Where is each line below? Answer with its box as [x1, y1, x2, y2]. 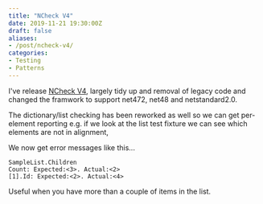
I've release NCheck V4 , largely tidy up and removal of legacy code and [8, 86, 247, 96]
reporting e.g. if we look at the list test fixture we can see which [36, 118, 248, 129]
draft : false [8, 27, 52, 35]
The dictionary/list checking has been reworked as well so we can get [8, 110, 240, 120]
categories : [8, 49, 48, 57]
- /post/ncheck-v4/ [8, 42, 74, 50]
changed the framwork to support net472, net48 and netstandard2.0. [8, 94, 238, 104]
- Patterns [8, 64, 45, 72]
